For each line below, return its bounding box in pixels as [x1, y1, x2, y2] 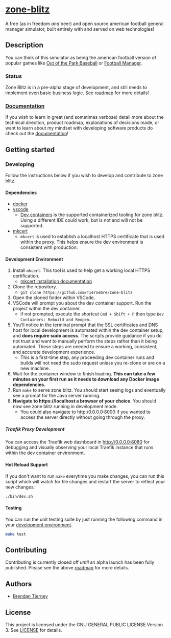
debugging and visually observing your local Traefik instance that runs [5, 444, 154, 451]
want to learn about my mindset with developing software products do [5, 125, 153, 131]
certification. [12, 273, 40, 279]
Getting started [5, 145, 55, 154]
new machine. [20, 365, 50, 372]
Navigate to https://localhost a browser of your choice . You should [12, 398, 157, 404]
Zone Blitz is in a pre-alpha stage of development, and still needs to [5, 84, 147, 91]
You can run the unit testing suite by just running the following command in [5, 516, 163, 522]
